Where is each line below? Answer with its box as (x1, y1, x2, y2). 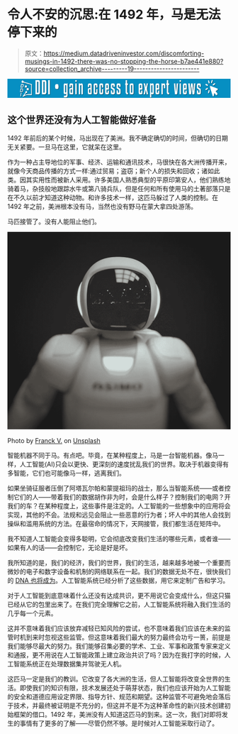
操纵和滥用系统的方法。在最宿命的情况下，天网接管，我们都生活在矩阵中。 (7, 520, 225, 528)
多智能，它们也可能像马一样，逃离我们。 (7, 469, 125, 478)
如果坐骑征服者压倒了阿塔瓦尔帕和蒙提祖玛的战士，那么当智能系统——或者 (7, 484, 225, 493)
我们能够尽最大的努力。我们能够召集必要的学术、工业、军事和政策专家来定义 (7, 642, 231, 650)
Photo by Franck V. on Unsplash (7, 437, 101, 445)
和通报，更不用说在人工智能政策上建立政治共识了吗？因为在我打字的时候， (7, 651, 225, 659)
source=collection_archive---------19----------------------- (24, 65, 200, 73)
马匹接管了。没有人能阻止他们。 (7, 217, 101, 226)
